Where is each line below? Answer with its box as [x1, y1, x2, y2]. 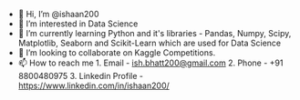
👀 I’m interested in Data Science [17, 18, 139, 29]
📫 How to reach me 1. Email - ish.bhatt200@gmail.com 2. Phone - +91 [17, 57, 284, 68]
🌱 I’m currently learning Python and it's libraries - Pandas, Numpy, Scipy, [17, 28, 292, 38]
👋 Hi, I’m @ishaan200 [17, 9, 99, 19]
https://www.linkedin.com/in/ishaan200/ [17, 80, 171, 91]
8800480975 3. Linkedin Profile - [17, 71, 144, 81]
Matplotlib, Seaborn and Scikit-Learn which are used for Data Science [17, 37, 281, 48]
